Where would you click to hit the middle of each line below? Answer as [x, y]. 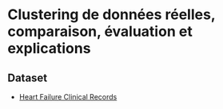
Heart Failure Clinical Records [68, 97]
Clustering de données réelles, [111, 15]
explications [49, 49]
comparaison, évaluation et [100, 31]
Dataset [28, 78]
